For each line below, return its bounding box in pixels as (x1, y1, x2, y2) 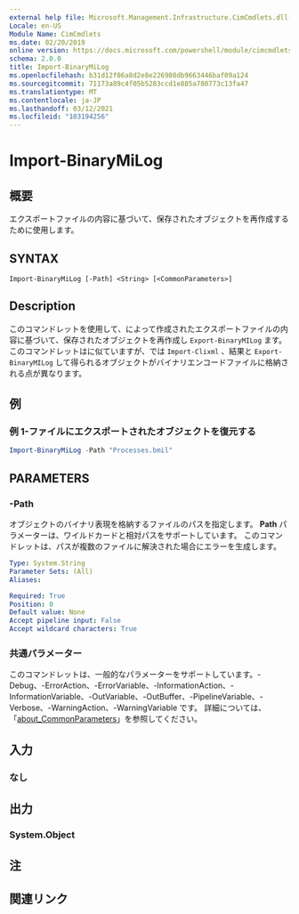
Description (9, 299, 76, 314)
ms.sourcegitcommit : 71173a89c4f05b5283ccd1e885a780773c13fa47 (9, 79, 249, 88)
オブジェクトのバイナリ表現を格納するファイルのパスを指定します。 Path (9, 519, 278, 530)
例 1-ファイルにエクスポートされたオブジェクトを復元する (9, 425, 256, 438)
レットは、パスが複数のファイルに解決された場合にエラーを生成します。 (16, 541, 282, 552)
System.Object (9, 829, 76, 841)
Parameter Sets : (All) (9, 567, 93, 576)
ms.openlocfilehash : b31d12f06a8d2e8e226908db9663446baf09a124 (9, 71, 249, 80)
